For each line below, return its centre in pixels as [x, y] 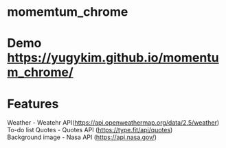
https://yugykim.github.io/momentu [113, 58]
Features [33, 104]
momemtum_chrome [68, 12]
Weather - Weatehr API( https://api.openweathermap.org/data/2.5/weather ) [113, 123]
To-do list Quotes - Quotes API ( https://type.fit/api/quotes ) [90, 130]
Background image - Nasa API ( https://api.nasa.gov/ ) [82, 137]
